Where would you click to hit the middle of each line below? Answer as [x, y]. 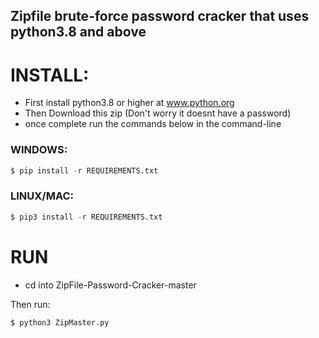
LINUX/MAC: [42, 196]
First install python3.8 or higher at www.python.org [129, 103]
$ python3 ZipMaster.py [60, 322]
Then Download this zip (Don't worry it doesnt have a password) [158, 113]
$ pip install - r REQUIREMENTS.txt [84, 170]
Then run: [30, 304]
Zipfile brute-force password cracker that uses [160, 16]
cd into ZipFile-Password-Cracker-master [110, 285]
